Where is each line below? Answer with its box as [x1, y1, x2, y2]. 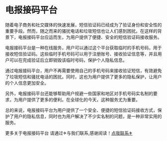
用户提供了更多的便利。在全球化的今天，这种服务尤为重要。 [18, 96, 140, 102]
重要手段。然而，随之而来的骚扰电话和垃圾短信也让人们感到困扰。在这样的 [5, 28, 158, 34]
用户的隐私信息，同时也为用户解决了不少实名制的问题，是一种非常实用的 [13, 113, 162, 119]
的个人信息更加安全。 [5, 80, 49, 86]
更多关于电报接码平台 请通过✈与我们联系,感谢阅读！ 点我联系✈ [5, 130, 133, 136]
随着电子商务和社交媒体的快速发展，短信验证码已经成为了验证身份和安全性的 [5, 22, 162, 28]
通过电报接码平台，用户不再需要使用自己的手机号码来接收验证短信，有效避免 [5, 67, 162, 73]
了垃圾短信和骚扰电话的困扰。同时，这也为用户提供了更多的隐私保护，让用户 [5, 74, 162, 80]
